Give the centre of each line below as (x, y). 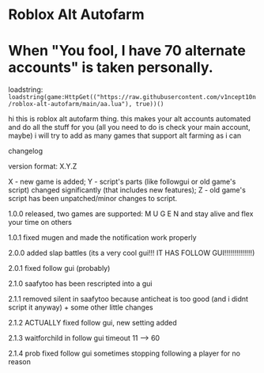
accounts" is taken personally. (111, 68)
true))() (150, 105)
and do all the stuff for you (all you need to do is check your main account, (129, 128)
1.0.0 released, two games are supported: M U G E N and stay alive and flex (131, 214)
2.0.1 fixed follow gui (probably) (59, 268)
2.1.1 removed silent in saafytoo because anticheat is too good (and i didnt (128, 299)
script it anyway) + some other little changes (81, 307)
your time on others (40, 223)
